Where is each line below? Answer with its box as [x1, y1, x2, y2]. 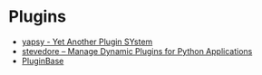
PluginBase [21, 55, 64, 66]
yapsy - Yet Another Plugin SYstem [21, 36, 153, 47]
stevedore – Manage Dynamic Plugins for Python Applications [21, 45, 253, 56]
